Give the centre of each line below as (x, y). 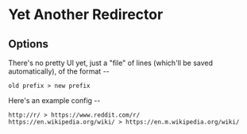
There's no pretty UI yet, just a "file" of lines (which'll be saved (110, 63)
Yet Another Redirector (86, 15)
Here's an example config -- (54, 100)
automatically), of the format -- (59, 71)
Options (29, 44)
